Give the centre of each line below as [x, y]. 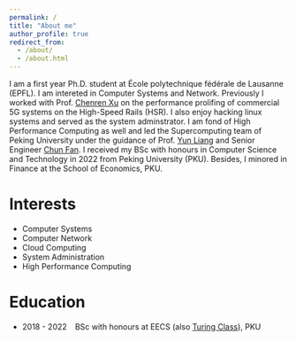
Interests [43, 204]
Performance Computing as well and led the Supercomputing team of [136, 131]
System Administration [63, 257]
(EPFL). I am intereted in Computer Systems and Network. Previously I [137, 93]
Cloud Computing [54, 247]
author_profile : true [49, 34]
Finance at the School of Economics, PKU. [86, 168]
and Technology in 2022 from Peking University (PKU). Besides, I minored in [148, 159]
